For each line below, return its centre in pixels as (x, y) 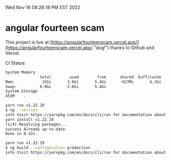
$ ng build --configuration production (48, 148)
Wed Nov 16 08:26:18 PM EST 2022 (43, 7)
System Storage (22, 92)
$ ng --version (22, 110)
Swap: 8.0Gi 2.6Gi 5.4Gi (56, 86)
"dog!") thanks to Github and (124, 48)
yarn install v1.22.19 (29, 120)
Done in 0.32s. (22, 134)
